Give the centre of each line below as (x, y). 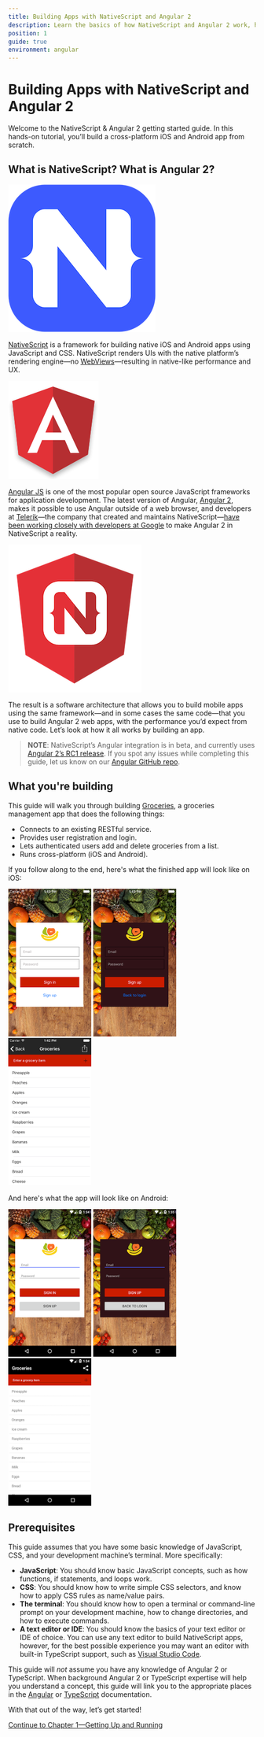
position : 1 (27, 33)
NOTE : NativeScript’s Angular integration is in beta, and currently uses (141, 745)
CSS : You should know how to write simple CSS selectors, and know (130, 1587)
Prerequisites (42, 1528)
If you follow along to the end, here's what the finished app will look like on (129, 869)
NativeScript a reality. (43, 533)
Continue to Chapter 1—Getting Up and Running (86, 1724)
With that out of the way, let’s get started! (75, 1709)
